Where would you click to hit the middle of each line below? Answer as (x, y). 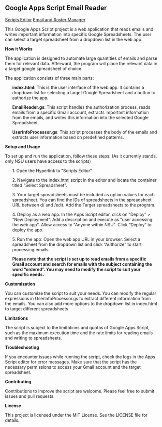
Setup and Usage (22, 146)
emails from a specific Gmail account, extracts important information (80, 112)
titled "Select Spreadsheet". (40, 185)
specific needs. (28, 274)
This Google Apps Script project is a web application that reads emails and (79, 29)
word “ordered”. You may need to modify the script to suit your (76, 269)
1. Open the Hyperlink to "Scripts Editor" (52, 171)
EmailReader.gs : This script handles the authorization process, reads (81, 107)
